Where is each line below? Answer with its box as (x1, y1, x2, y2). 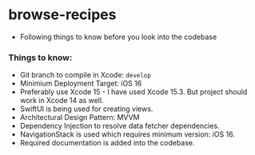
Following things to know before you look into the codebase (19, 32, 217, 42)
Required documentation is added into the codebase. (19, 138, 195, 148)
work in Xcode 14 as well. (19, 96, 104, 105)
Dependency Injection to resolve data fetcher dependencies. (19, 121, 220, 131)
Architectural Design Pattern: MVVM (19, 113, 140, 122)
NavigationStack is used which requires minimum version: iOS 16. (19, 129, 236, 139)
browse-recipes (8, 6, 117, 24)
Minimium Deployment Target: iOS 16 (19, 78, 142, 89)
